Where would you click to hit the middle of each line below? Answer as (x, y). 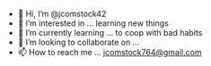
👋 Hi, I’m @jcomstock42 (62, 14)
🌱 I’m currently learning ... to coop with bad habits (110, 33)
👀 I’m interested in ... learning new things (93, 23)
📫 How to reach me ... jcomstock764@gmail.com (110, 52)
